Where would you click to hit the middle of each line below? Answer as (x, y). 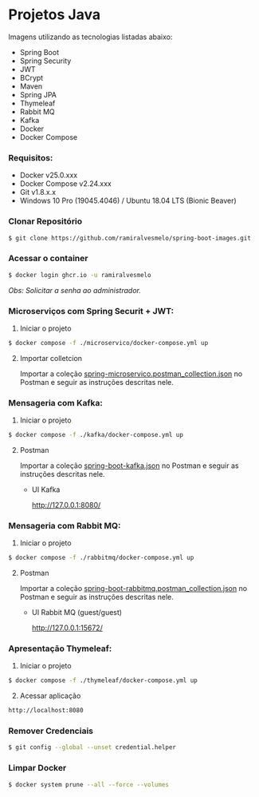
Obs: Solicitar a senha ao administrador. (75, 290)
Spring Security (45, 61)
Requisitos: (31, 157)
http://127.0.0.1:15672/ (67, 628)
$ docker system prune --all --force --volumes (89, 784)
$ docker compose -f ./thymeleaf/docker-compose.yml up (103, 680)
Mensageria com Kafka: (56, 402)
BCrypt (31, 77)
